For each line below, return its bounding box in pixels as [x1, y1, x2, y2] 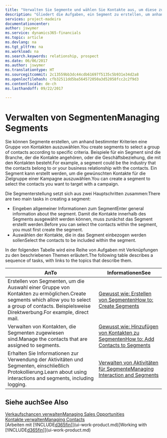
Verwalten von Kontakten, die [7, 323, 76, 330]
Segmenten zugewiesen [7, 329, 65, 336]
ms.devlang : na [5, 40, 37, 45]
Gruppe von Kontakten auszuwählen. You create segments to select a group [5, 144, 160, 150]
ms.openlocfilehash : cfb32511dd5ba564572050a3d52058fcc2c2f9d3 [5, 77, 139, 82]
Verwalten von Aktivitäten [98, 359, 159, 366]
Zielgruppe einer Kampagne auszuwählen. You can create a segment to [5, 176, 151, 182]
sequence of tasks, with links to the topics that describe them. [5, 257, 133, 264]
